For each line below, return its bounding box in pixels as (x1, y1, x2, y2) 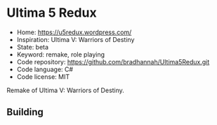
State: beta (16, 43, 49, 51)
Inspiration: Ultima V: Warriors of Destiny (16, 35, 135, 43)
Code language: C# (16, 65, 74, 73)
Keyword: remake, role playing (16, 50, 105, 59)
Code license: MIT (16, 72, 70, 81)
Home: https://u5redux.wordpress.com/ (16, 28, 132, 36)
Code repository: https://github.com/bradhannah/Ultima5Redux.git (16, 57, 210, 66)
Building (6, 106, 44, 118)
